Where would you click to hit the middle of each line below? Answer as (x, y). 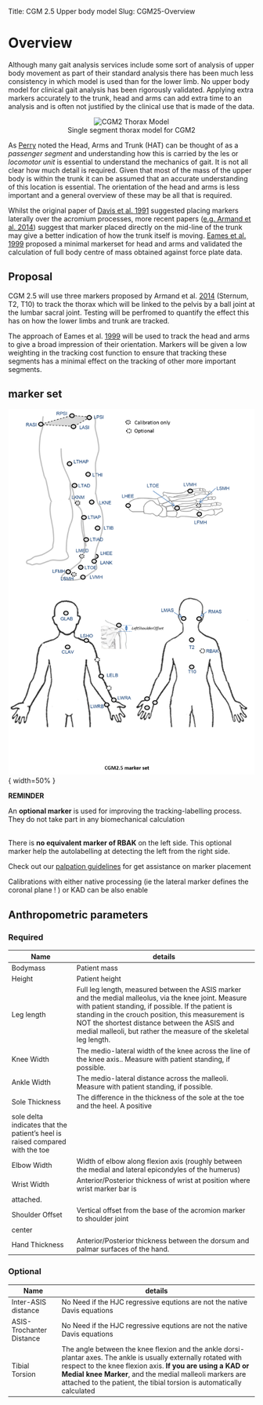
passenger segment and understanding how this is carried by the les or (123, 153)
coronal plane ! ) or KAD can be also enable (78, 890)
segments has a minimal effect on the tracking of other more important (122, 361)
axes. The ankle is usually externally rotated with (164, 1357)
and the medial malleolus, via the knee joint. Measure (162, 998)
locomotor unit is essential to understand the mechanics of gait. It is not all (128, 162)
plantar (73, 1357)
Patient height (99, 979)
